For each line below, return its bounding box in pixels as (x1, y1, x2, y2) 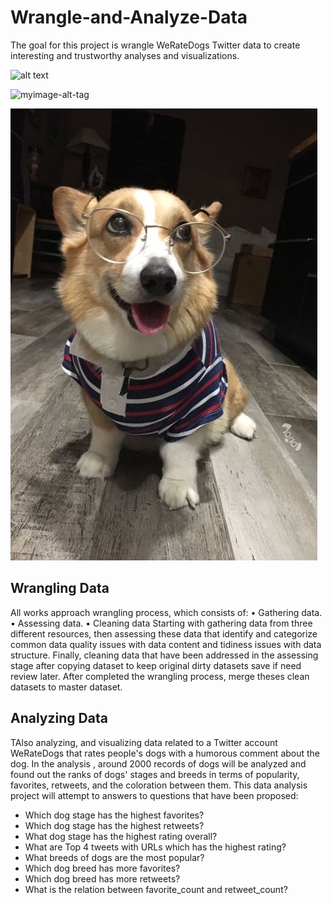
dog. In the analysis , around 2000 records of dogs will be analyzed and (10, 757, 307, 770)
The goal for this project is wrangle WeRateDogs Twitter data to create (10, 39, 301, 51)
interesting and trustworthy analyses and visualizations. (10, 49, 240, 61)
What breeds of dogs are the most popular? (24, 851, 205, 863)
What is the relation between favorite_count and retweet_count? (24, 883, 288, 895)
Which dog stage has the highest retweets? (24, 819, 205, 831)
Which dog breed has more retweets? (24, 872, 181, 885)
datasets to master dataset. (10, 681, 123, 693)
